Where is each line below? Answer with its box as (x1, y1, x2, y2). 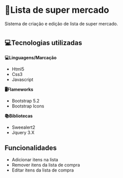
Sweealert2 (11, 124, 36, 130)
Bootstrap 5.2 (11, 98, 40, 104)
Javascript (11, 76, 34, 82)
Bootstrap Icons (11, 103, 44, 109)
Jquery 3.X (11, 129, 35, 135)
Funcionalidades (4, 143, 57, 152)
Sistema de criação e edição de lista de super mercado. (4, 21, 118, 27)
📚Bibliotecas (4, 113, 33, 119)
